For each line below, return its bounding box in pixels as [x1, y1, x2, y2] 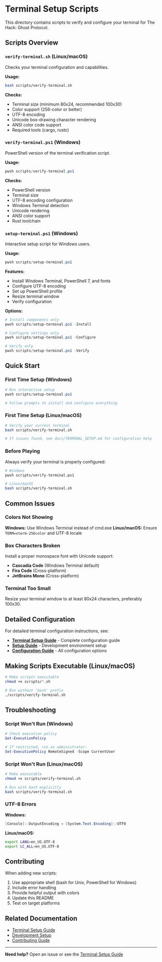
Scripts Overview [5, 39, 59, 47]
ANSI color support [12, 212, 51, 219]
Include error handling [12, 885, 56, 891]
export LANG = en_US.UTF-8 [5, 839, 55, 844]
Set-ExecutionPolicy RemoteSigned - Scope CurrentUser [5, 749, 116, 754]
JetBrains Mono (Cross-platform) [12, 573, 79, 579]
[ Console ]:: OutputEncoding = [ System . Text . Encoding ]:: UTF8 [5, 821, 126, 826]
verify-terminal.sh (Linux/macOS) [5, 53, 88, 60]
